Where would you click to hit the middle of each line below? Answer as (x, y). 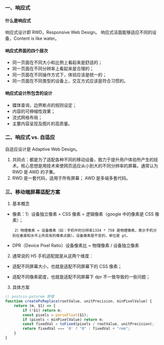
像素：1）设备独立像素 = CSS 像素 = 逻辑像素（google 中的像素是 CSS (83, 214)
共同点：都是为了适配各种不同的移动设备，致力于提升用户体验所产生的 (83, 159)
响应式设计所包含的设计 (29, 93)
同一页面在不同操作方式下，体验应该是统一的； (59, 75)
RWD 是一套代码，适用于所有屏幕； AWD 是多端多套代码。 (71, 178)
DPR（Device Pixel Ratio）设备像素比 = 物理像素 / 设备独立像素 (76, 246)
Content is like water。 (36, 38)
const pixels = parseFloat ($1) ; (56, 315)
